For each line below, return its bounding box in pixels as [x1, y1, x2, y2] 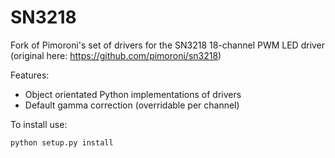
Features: [10, 69, 50, 81]
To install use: [10, 118, 68, 130]
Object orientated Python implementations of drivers [24, 88, 242, 100]
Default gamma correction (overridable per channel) [24, 99, 240, 111]
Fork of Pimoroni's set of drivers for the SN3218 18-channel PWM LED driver [10, 39, 326, 51]
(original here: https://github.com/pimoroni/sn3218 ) [10, 49, 222, 61]
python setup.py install [10, 137, 114, 148]
